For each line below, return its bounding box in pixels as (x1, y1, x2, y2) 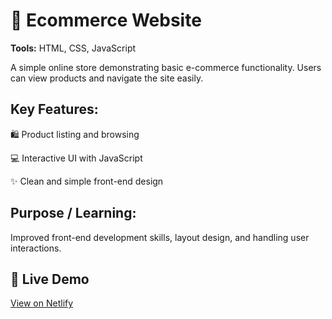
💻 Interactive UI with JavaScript (10, 152, 143, 164)
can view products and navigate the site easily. (10, 72, 204, 84)
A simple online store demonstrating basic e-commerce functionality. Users (10, 61, 322, 73)
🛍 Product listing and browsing (10, 128, 140, 140)
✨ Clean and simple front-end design (10, 175, 164, 187)
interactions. (10, 242, 62, 254)
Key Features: (10, 101, 99, 118)
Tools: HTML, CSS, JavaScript (10, 42, 137, 54)
